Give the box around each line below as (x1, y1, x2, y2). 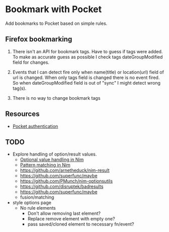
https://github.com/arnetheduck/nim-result (20, 167, 110, 173)
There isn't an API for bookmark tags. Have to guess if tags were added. (12, 48, 163, 54)
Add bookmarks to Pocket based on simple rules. (5, 20, 107, 26)
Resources (5, 110, 40, 119)
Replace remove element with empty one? (27, 216, 115, 222)
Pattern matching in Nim (20, 162, 71, 168)
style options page (12, 200, 51, 206)
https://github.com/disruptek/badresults (20, 183, 103, 189)
